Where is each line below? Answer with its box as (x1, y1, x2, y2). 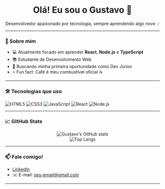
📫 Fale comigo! (5, 153, 43, 160)
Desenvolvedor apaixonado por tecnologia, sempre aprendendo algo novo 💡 (5, 21, 160, 26)
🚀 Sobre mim (5, 38, 36, 45)
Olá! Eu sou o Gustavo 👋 (32, 4, 133, 16)
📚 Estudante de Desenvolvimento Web (12, 56, 92, 63)
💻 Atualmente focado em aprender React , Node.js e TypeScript (12, 49, 143, 55)
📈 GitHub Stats (5, 118, 43, 125)
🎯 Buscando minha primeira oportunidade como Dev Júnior (12, 64, 133, 70)
